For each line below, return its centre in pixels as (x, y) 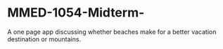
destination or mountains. (44, 39)
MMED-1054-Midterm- (76, 13)
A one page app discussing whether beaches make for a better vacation (112, 32)
